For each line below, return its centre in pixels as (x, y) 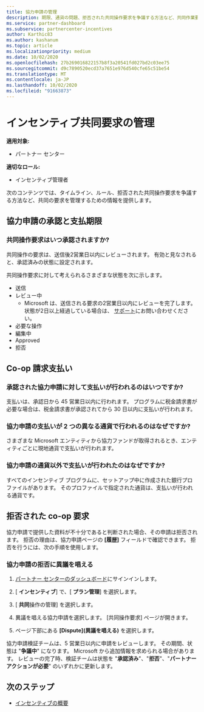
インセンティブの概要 (42, 703)
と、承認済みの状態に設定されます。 (51, 262)
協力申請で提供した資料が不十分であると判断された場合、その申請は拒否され (102, 532)
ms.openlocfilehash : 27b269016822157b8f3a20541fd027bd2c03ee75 (88, 63)
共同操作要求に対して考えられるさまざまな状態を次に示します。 (86, 275)
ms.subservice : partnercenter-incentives (59, 29)
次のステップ (30, 687)
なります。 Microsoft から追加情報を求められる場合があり (117, 651)
